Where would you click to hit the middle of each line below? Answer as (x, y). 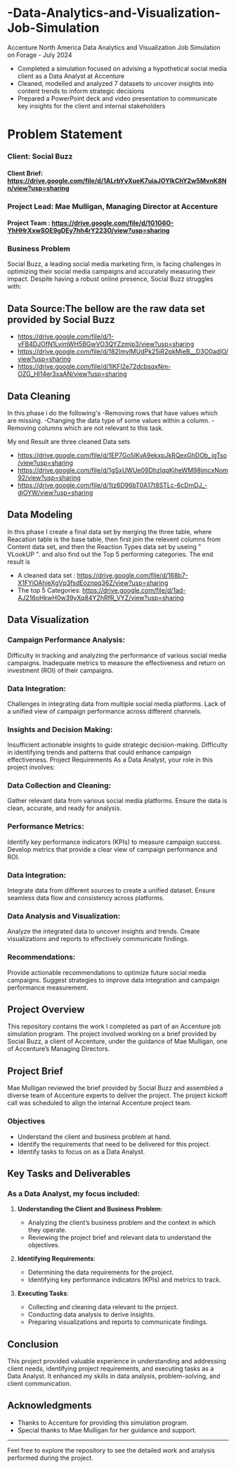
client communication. (39, 1384)
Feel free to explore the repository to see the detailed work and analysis (111, 1450)
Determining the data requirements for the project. (101, 1273)
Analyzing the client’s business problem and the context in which (122, 1223)
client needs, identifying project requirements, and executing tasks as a (111, 1369)
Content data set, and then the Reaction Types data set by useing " (104, 546)
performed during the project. (50, 1458)
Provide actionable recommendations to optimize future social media (107, 972)
